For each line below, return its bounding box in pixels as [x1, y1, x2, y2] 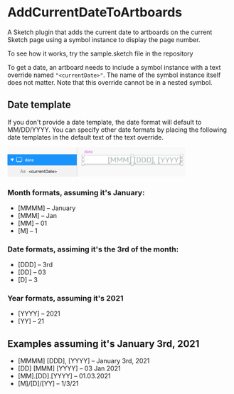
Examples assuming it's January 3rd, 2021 [7, 338, 200, 350]
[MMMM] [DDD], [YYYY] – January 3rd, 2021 [17, 357, 150, 366]
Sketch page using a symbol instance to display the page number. [7, 35, 201, 43]
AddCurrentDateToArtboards [7, 4, 183, 21]
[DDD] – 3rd [17, 261, 53, 269]
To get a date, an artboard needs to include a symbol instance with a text [7, 63, 221, 71]
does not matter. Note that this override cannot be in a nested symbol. [7, 78, 213, 86]
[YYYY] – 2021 [17, 309, 60, 318]
